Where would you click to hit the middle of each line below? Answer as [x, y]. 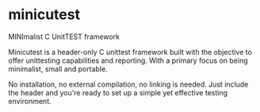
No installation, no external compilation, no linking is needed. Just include [128, 84]
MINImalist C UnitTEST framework [64, 37]
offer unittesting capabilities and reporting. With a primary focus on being [128, 60]
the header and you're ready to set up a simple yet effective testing [118, 92]
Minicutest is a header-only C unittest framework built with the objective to [130, 52]
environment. [30, 101]
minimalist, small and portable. [58, 68]
